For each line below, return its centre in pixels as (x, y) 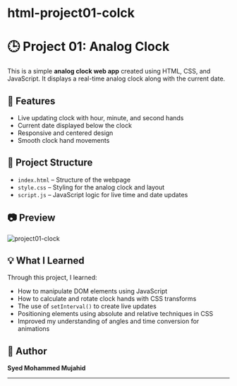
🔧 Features (31, 101)
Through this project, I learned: (52, 278)
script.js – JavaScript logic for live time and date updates (103, 194)
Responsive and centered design (65, 133)
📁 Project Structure (50, 163)
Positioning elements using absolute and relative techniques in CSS (115, 314)
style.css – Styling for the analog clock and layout (91, 187)
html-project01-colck (71, 13)
